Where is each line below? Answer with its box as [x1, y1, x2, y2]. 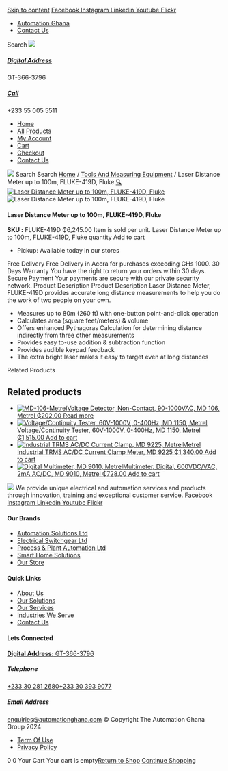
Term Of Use [16, 735, 53, 744]
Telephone [7, 665, 38, 673]
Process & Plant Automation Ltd [16, 544, 106, 552]
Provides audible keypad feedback [16, 346, 115, 354]
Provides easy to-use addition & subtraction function [16, 338, 166, 346]
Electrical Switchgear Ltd [16, 537, 87, 545]
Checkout [16, 149, 45, 157]
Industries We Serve [16, 611, 74, 619]
